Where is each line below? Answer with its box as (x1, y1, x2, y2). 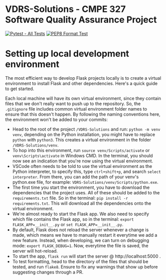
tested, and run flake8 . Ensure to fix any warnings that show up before (12, 264, 158, 270)
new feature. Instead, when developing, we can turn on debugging (12, 237, 150, 243)
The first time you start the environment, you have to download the (12, 184, 150, 190)
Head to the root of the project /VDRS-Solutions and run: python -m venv (12, 126, 161, 132)
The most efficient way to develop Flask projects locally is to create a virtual (5, 75, 162, 81)
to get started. (5, 86, 34, 92)
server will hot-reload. (12, 248, 58, 254)
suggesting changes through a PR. (12, 269, 84, 275)
